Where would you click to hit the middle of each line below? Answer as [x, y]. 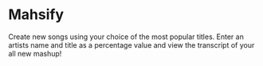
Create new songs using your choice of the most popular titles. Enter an [126, 37]
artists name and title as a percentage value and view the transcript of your [131, 45]
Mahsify [36, 15]
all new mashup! [35, 53]
